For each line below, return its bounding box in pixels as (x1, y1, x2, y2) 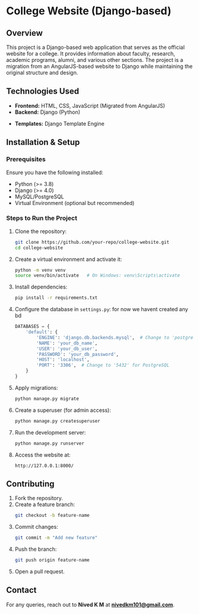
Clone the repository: (14, 228, 67, 235)
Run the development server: (14, 429, 86, 436)
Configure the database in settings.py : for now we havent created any (14, 306, 188, 313)
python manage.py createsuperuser (14, 418, 100, 424)
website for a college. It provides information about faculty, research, (6, 50, 175, 57)
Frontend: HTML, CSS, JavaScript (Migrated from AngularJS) (14, 102, 165, 109)
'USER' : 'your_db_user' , (36, 346, 98, 352)
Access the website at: (14, 451, 71, 458)
